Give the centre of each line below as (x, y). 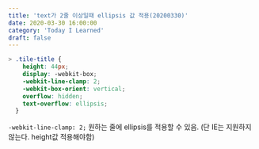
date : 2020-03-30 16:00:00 (53, 23)
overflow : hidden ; (53, 96)
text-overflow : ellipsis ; (65, 104)
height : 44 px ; (46, 67)
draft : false (30, 38)
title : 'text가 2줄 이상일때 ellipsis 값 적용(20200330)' (98, 15)
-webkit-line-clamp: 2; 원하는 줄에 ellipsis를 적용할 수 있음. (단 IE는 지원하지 (130, 127)
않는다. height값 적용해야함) (51, 137)
